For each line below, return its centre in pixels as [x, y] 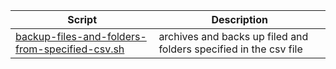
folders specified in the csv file [230, 49]
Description [239, 19]
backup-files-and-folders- [81, 36]
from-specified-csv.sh [70, 49]
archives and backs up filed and [233, 36]
